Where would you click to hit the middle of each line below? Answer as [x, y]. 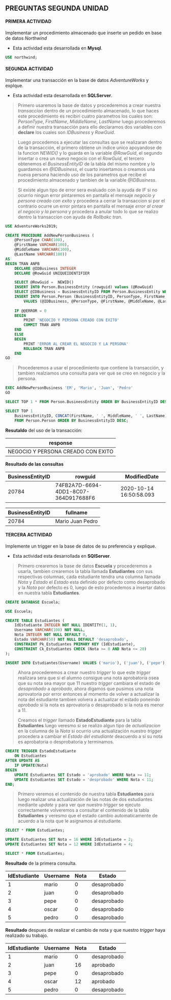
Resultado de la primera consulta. [41, 863]
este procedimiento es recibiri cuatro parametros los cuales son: [85, 116]
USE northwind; [21, 57]
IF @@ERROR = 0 [31, 311]
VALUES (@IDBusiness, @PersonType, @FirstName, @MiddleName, [90, 301]
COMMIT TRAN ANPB [42, 325]
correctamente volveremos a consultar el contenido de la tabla [83, 810]
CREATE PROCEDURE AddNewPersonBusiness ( [50, 235]
